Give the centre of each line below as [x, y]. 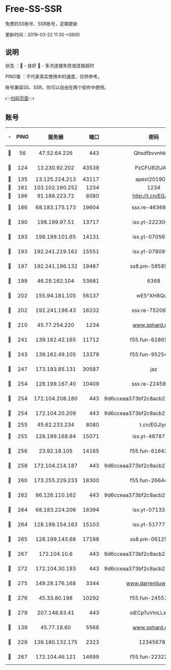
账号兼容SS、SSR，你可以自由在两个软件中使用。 [57, 87]
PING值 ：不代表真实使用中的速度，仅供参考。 [54, 76]
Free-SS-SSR [34, 9]
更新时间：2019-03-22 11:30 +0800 [42, 34]
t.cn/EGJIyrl [154, 425]
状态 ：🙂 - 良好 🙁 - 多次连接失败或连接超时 [50, 65]
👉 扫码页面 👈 [20, 98]
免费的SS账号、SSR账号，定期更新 [41, 24]
